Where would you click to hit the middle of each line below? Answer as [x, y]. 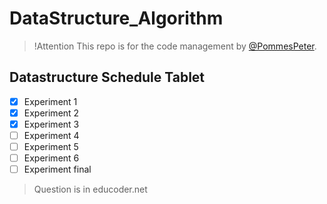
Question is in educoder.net [90, 189]
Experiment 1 [50, 101]
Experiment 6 [51, 158]
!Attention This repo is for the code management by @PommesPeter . [175, 46]
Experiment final [57, 169]
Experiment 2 [51, 113]
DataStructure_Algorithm [116, 18]
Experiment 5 [51, 146]
